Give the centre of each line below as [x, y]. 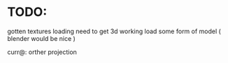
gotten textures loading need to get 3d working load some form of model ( [114, 31]
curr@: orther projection [42, 52]
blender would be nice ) [41, 38]
